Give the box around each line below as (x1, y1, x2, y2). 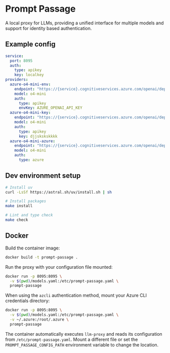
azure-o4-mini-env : (10, 82, 51, 87)
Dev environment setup (5, 171, 81, 180)
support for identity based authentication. (5, 25, 92, 31)
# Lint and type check (5, 213, 53, 218)
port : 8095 (10, 58, 33, 63)
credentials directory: (5, 298, 50, 304)
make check (5, 217, 28, 222)
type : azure (18, 157, 44, 163)
